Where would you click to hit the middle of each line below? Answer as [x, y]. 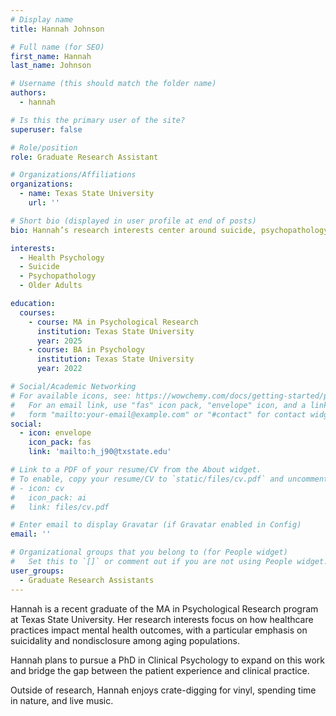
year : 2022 [59, 369]
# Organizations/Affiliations [73, 175]
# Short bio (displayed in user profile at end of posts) [133, 221]
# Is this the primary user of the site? [98, 120]
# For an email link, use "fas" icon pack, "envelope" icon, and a [158, 405]
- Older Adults [51, 286]
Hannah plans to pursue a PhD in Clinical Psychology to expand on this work [167, 660]
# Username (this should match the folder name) [113, 84]
